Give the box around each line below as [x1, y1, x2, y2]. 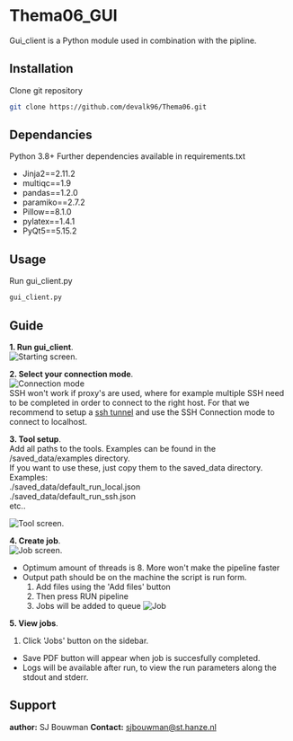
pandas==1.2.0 [22, 188, 78, 198]
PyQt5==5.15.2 [22, 225, 77, 236]
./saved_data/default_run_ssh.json [9, 490, 137, 501]
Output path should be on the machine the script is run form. [22, 571, 247, 582]
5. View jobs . [9, 617, 58, 629]
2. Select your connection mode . [9, 368, 134, 379]
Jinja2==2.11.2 [22, 168, 76, 180]
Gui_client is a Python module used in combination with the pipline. [9, 35, 257, 46]
